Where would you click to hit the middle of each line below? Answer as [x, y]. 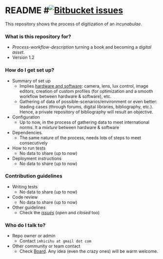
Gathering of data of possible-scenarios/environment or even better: [88, 101]
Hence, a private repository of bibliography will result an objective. [86, 111]
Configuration [26, 117]
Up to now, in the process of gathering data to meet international [84, 122]
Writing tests [25, 186]
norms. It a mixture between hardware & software [69, 127]
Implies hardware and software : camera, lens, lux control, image [84, 86]
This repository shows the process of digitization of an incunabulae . [74, 24]
